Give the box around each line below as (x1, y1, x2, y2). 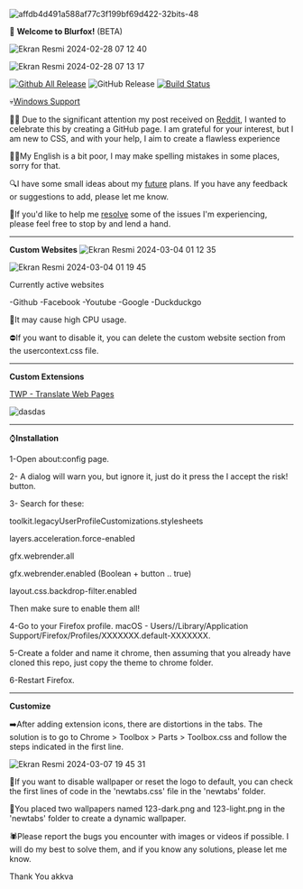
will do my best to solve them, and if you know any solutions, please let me (9, 844, 288, 855)
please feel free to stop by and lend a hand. (9, 218, 171, 229)
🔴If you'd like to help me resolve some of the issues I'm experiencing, (9, 208, 268, 219)
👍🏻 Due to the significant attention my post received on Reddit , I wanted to (9, 114, 287, 125)
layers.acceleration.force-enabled (9, 533, 135, 543)
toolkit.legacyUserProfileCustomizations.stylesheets (9, 515, 204, 526)
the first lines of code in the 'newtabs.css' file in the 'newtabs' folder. (9, 786, 266, 796)
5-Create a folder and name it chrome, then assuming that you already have (9, 648, 291, 658)
